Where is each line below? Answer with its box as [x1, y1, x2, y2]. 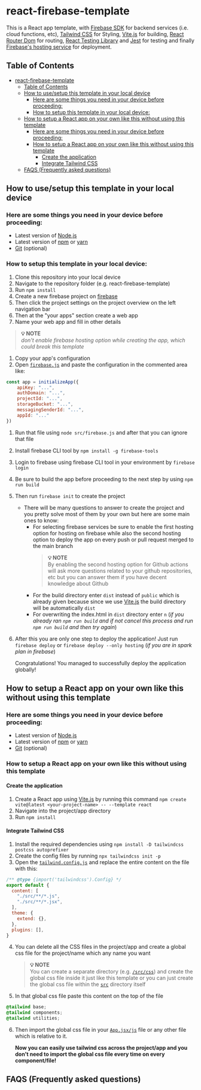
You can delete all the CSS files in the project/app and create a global [14, 943, 187, 951]
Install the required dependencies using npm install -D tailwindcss [14, 840, 184, 848]
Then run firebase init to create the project [14, 492, 126, 499]
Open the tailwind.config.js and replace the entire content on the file [14, 858, 190, 866]
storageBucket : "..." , [17, 401, 74, 407]
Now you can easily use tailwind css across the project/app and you [14, 1044, 188, 1051]
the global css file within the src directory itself [29, 981, 146, 988]
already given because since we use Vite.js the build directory [32, 598, 186, 605]
